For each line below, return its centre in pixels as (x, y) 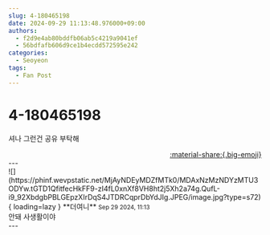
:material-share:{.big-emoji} (216, 154)
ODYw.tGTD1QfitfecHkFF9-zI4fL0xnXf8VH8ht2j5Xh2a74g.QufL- (115, 188)
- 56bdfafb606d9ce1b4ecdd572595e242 (77, 46)
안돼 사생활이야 (32, 217)
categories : (28, 53)
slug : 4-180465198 (39, 16)
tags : (17, 68)
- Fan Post (34, 75)
